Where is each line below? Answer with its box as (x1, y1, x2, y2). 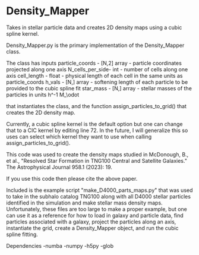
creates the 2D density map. (6, 109, 75, 116)
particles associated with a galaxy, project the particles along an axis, (6, 218, 176, 225)
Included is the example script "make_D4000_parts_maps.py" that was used (6, 186, 193, 194)
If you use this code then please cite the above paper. (6, 175, 138, 182)
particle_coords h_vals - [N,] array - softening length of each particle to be (6, 78, 188, 86)
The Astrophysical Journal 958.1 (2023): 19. (6, 163, 113, 171)
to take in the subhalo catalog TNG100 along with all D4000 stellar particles (6, 193, 191, 200)
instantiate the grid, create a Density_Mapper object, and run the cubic (6, 224, 179, 231)
